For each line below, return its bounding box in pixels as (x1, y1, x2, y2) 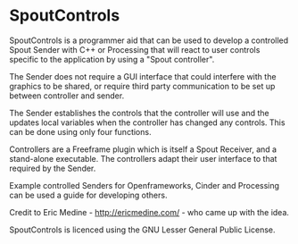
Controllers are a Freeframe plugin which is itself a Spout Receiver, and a (9, 144, 277, 155)
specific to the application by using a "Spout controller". (9, 54, 215, 64)
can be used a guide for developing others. (9, 189, 168, 200)
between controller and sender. (9, 90, 125, 101)
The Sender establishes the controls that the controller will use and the (9, 107, 269, 118)
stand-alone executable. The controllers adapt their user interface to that (9, 153, 277, 164)
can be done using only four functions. (9, 126, 152, 137)
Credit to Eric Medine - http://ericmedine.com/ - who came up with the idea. (9, 206, 290, 217)
